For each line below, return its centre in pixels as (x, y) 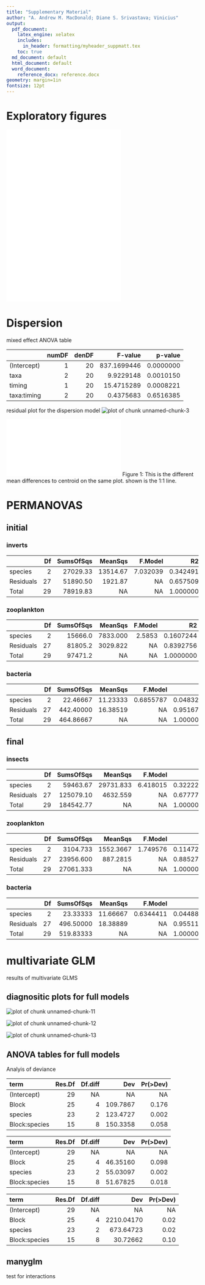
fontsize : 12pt (26, 86)
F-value (129, 355)
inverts (17, 545)
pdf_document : (30, 29)
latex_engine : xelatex (46, 35)
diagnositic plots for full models (68, 997)
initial (17, 528)
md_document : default (39, 57)
